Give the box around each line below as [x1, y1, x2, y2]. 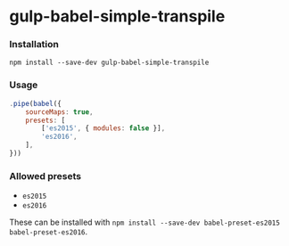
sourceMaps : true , [25, 107, 94, 117]
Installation [9, 38, 60, 51]
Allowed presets [9, 169, 82, 182]
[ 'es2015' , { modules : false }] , [41, 124, 166, 133]
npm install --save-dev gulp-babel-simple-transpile [9, 58, 210, 68]
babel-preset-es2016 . [9, 226, 88, 237]
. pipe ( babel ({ [9, 99, 62, 108]
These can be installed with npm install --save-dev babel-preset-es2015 [9, 217, 281, 228]
